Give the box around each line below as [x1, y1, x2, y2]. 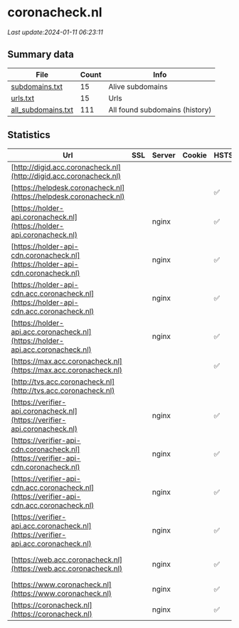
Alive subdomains [108, 81, 169, 91]
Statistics [7, 129, 51, 141]
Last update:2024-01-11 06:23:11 [7, 28, 103, 36]
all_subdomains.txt [11, 105, 73, 115]
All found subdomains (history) [108, 105, 212, 115]
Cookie [182, 150, 208, 160]
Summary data [7, 48, 75, 61]
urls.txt [11, 93, 34, 103]
